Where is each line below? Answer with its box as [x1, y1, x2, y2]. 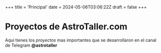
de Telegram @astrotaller [5, 42, 58, 48]
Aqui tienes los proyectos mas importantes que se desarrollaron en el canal [5, 37, 157, 43]
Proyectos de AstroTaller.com [5, 21, 128, 32]
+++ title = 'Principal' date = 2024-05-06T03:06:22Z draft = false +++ [5, 4, 147, 10]
